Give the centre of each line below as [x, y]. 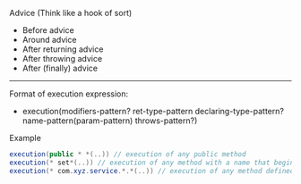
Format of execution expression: [69, 94]
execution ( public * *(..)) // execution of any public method [128, 155]
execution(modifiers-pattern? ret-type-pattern [107, 111]
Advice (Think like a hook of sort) [71, 13]
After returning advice [63, 49]
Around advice [49, 40]
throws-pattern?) [166, 121]
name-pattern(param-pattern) [77, 121]
